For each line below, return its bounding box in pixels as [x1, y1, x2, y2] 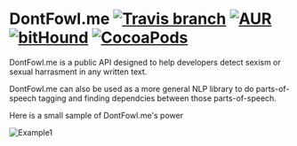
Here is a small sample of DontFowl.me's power [9, 110, 184, 120]
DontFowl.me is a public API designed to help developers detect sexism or [9, 57, 282, 67]
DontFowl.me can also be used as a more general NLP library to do [9, 83, 254, 94]
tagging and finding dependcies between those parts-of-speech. [38, 93, 277, 104]
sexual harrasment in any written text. [9, 66, 148, 77]
